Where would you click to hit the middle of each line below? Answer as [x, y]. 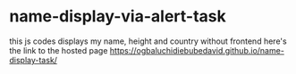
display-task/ [34, 60]
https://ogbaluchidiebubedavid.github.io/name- [197, 50]
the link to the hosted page [59, 50]
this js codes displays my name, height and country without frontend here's [148, 41]
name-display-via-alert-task [118, 16]
